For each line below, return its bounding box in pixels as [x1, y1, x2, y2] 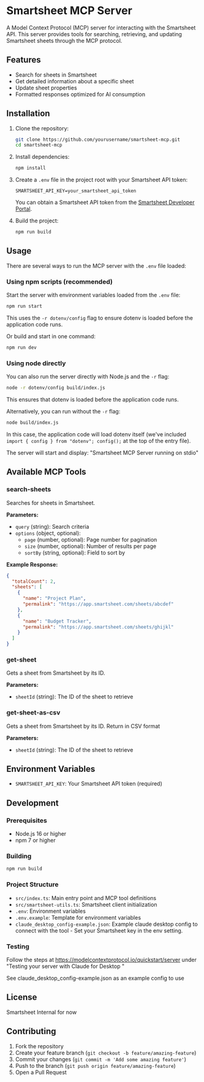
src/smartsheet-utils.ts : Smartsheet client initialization [15, 901, 157, 908]
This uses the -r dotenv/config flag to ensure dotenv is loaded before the [6, 314, 193, 322]
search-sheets [6, 485, 51, 494]
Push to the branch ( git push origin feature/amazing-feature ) [15, 1062, 176, 1069]
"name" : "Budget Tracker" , [22, 618, 92, 624]
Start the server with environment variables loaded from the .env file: [6, 292, 181, 299]
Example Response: [6, 561, 58, 568]
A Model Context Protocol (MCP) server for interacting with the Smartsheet [6, 24, 196, 31]
